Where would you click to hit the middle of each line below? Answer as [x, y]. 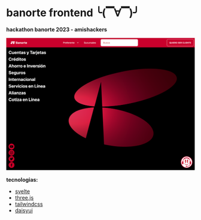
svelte [22, 191]
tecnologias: [22, 179]
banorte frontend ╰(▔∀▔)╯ [73, 13]
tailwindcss [29, 204]
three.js [24, 197]
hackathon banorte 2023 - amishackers [57, 29]
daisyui [24, 210]
